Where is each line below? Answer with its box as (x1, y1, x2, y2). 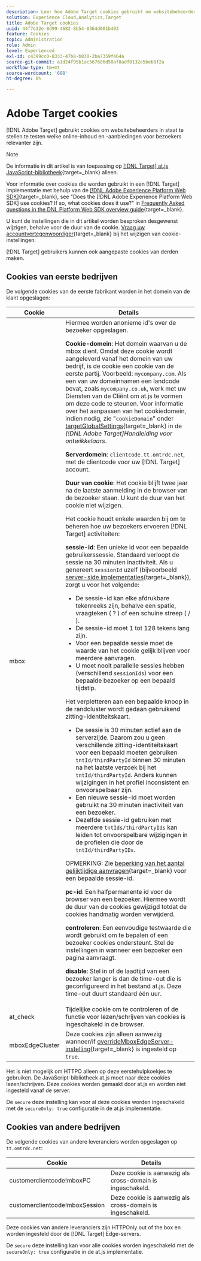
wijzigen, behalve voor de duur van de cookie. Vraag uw (6, 224, 145, 231)
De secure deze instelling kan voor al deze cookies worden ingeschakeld (6, 1098, 185, 1105)
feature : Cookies (6, 31, 50, 37)
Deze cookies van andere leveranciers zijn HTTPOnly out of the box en (6, 1223, 181, 1231)
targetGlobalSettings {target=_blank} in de (65, 422, 182, 430)
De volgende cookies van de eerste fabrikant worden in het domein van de (6, 288, 190, 295)
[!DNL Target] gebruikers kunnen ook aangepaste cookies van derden (6, 248, 178, 255)
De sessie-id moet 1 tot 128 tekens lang (75, 624, 190, 632)
